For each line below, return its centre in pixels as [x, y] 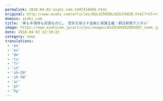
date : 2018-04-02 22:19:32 [32, 32]
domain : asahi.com [24, 18]
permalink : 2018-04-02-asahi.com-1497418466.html [56, 9]
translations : [19, 41]
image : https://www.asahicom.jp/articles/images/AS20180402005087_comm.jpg [83, 28]
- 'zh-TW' [17, 77]
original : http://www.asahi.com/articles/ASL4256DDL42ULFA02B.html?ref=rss [83, 14]
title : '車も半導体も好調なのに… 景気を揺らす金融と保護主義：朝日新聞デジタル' [77, 23]
